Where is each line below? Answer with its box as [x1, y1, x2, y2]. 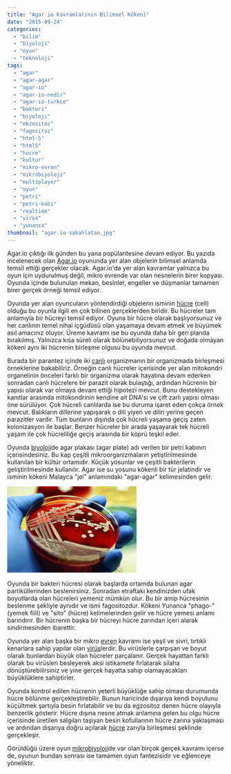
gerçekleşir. [7, 731, 41, 739]
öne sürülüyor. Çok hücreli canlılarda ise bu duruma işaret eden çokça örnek [7, 400, 224, 408]
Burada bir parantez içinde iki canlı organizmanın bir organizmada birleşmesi [7, 356, 225, 365]
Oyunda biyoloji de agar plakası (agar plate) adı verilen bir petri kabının [7, 443, 206, 451]
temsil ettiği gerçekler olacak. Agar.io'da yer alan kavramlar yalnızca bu [7, 264, 210, 272]
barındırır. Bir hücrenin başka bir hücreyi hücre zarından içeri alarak [7, 616, 199, 624]
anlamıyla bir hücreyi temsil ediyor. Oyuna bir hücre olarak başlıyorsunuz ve [7, 314, 222, 322]
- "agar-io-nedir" [13, 91, 67, 98]
